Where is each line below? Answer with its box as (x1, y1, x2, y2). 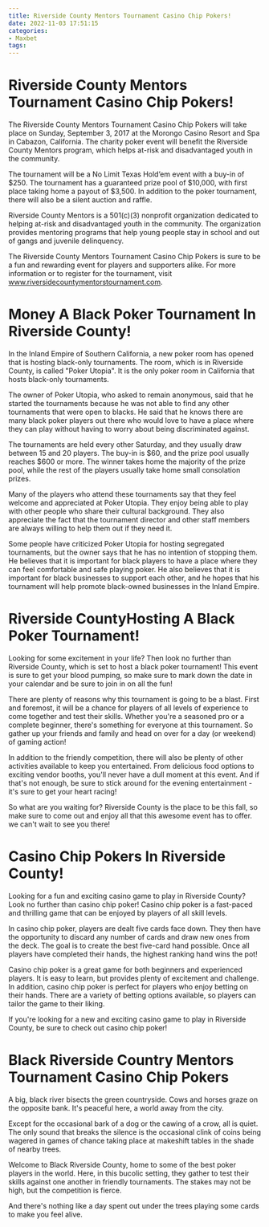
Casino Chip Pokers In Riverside (8, 847, 226, 866)
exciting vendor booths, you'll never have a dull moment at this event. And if (8, 770, 259, 779)
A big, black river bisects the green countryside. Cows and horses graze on (8, 1095, 259, 1104)
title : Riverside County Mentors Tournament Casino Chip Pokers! (8, 11, 231, 20)
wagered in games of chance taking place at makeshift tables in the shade (8, 1136, 255, 1145)
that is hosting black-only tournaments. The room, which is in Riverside (8, 358, 243, 367)
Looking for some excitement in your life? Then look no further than (8, 653, 231, 663)
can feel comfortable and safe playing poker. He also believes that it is (8, 565, 241, 574)
